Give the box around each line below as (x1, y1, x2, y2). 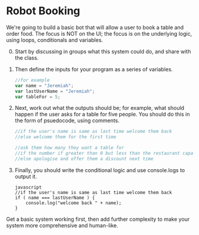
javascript (14, 184, 42, 190)
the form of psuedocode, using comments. (14, 117, 120, 124)
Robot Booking (6, 4, 80, 18)
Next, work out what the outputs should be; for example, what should (14, 104, 185, 112)
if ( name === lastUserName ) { (14, 195, 95, 201)
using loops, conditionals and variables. (6, 36, 103, 43)
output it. (14, 173, 37, 180)
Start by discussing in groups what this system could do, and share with (14, 47, 191, 55)
